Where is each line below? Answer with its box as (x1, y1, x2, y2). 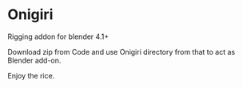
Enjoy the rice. (7, 71, 55, 80)
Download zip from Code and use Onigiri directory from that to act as (7, 47, 236, 56)
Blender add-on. (7, 55, 62, 65)
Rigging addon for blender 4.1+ (7, 32, 110, 41)
